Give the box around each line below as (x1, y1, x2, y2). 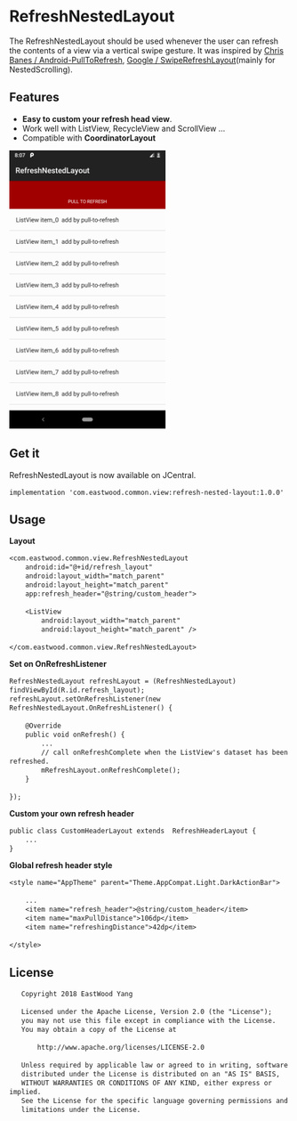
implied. (9, 1088, 42, 1097)
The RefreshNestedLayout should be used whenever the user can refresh (9, 36, 278, 46)
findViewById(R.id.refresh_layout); (9, 686, 145, 695)
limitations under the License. (20, 1106, 141, 1115)
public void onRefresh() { (25, 730, 125, 740)
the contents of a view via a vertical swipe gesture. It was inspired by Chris (9, 45, 285, 55)
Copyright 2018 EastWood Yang (20, 990, 133, 999)
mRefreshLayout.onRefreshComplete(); (41, 766, 181, 776)
